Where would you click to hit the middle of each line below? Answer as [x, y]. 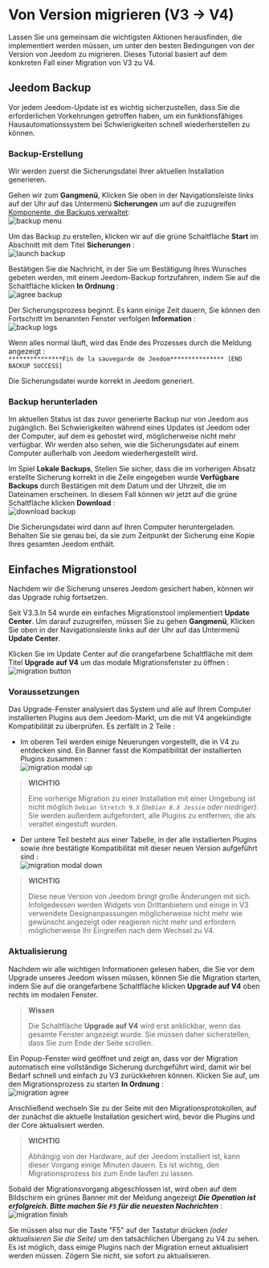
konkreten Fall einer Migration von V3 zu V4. [82, 63]
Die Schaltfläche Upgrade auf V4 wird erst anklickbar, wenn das [134, 1025]
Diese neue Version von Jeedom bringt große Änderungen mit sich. [139, 896]
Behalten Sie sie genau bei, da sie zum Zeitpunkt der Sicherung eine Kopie [132, 536]
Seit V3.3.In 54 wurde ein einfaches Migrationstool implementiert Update [129, 613]
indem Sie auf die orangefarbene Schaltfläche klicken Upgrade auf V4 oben [134, 986]
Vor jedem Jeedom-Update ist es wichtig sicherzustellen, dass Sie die [124, 107]
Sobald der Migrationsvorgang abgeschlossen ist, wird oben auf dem [122, 1188]
